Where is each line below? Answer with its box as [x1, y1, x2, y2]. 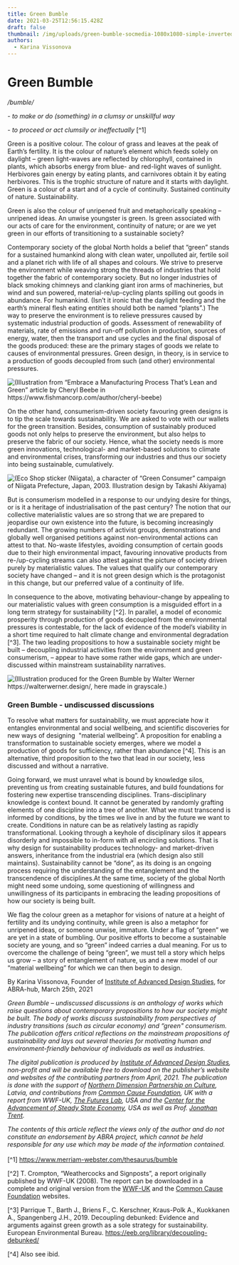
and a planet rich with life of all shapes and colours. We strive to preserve [7, 258, 223, 266]
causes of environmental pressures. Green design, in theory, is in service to [7, 349, 229, 357]
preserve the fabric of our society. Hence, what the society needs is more [7, 437, 224, 446]
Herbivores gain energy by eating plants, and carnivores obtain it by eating [7, 169, 226, 178]
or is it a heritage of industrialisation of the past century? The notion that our [7, 502, 231, 511]
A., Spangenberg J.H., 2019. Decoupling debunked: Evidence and [7, 1214, 199, 1222]
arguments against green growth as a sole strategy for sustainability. [7, 1221, 208, 1229]
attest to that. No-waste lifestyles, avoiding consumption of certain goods [7, 540, 223, 549]
